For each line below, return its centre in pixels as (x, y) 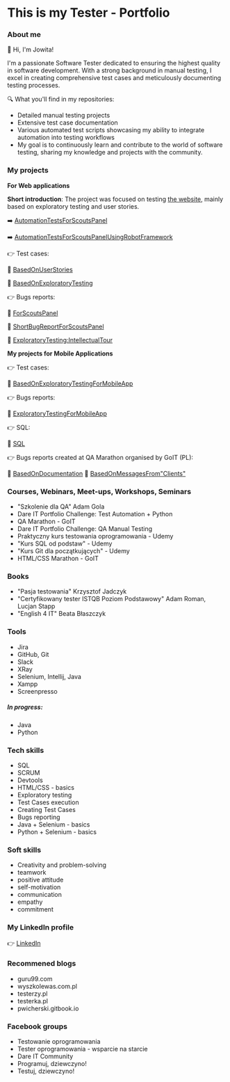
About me (24, 35)
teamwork (32, 873)
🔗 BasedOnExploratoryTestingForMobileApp (70, 383)
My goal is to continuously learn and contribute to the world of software (120, 145)
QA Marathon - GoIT (46, 522)
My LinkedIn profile (41, 928)
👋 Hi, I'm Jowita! (31, 49)
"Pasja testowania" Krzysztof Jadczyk (72, 591)
